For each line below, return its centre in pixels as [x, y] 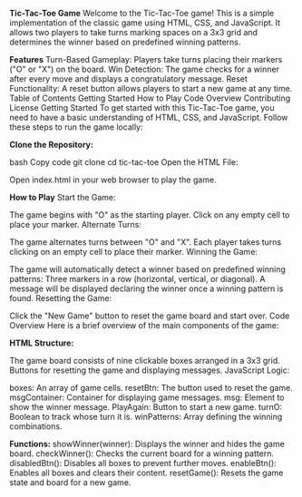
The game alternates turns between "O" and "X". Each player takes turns [146, 242]
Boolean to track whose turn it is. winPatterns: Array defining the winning [146, 417]
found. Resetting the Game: [60, 298]
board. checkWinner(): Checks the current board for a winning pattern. [142, 453]
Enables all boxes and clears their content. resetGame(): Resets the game [146, 473]
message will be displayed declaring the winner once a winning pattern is [146, 288]
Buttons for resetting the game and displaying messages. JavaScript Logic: [150, 370]
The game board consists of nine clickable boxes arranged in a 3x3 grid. [145, 361]
